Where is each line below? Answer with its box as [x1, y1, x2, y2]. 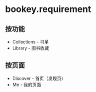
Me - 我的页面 [12, 81, 41, 87]
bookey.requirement [5, 3, 92, 15]
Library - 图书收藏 [12, 45, 49, 51]
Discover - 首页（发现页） [12, 75, 66, 81]
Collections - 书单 [12, 39, 49, 44]
